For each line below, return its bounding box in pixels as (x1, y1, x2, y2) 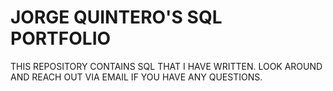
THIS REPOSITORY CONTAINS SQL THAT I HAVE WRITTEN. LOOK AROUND (10, 60, 323, 72)
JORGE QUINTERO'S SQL (10, 6, 223, 29)
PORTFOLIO (10, 27, 112, 50)
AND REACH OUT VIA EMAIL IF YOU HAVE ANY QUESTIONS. (10, 71, 263, 83)
